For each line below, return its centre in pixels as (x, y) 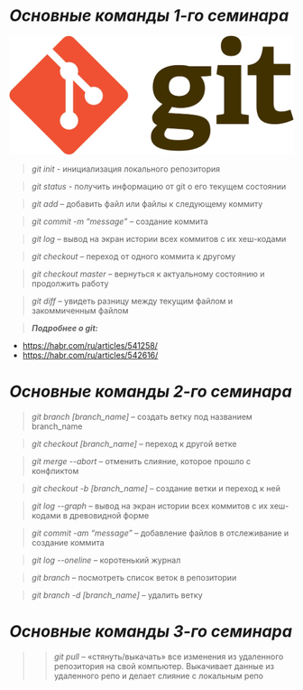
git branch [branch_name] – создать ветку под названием (142, 417)
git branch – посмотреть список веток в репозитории (134, 578)
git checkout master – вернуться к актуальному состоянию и (148, 274)
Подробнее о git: (64, 328)
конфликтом (55, 471)
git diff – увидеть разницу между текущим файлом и (132, 301)
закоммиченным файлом (80, 311)
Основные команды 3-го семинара (151, 632)
